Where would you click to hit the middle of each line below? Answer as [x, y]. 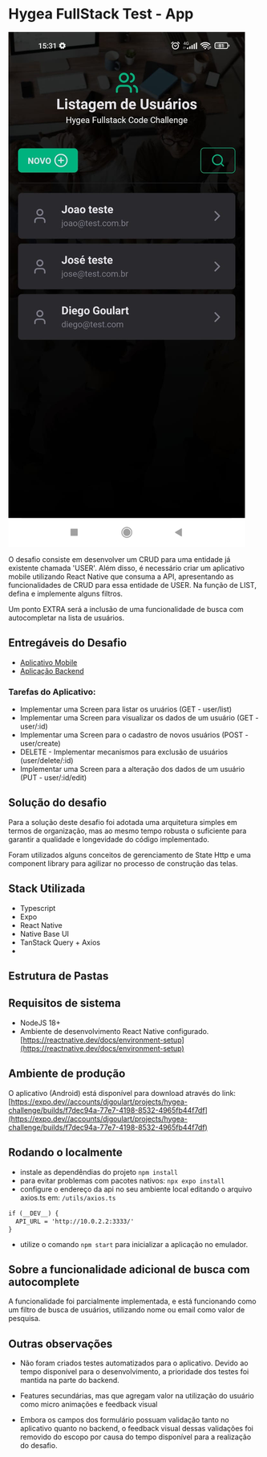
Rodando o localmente [65, 1153]
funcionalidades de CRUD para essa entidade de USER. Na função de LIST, [132, 585]
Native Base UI [44, 934]
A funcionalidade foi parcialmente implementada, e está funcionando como [132, 1301]
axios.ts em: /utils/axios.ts [68, 1197]
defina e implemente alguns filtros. [65, 593]
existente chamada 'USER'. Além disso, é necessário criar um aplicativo [126, 568]
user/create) [40, 744]
